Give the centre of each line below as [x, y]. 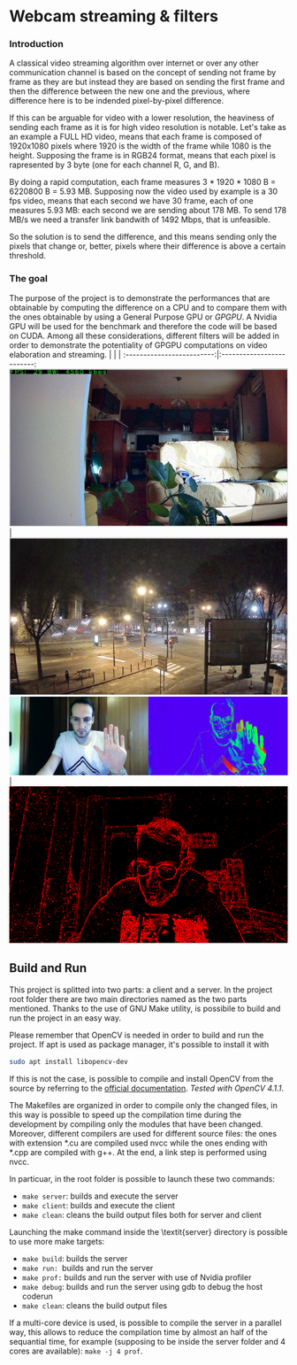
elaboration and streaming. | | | [65, 354]
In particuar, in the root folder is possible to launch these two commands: [142, 1178]
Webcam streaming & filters [114, 16]
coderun [37, 1296]
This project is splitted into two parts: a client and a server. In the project [141, 990]
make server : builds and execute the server [100, 1196]
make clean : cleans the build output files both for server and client [142, 1215]
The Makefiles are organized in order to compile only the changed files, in [144, 1105]
